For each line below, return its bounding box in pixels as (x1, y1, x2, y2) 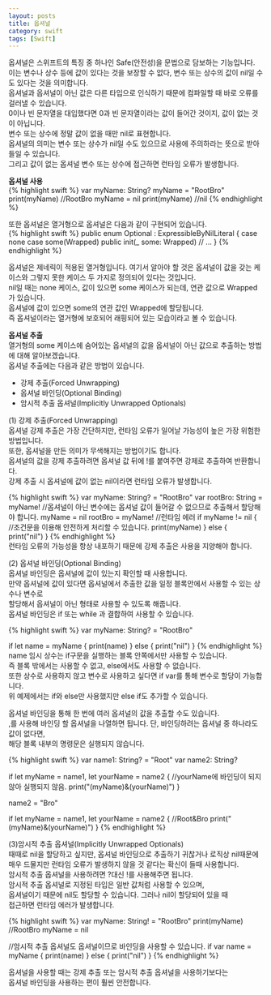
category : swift (8, 27, 63, 35)
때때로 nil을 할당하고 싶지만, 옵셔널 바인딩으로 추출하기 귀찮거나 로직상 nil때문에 (8, 849, 259, 860)
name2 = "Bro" (8, 798, 58, 808)
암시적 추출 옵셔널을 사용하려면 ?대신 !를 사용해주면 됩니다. (8, 869, 193, 880)
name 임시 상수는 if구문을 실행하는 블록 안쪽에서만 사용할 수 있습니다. (8, 650, 228, 661)
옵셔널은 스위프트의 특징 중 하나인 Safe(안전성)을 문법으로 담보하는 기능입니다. (8, 58, 256, 67)
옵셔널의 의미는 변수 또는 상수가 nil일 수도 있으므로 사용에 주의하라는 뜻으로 (8, 139, 245, 148)
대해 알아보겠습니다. (16, 350, 80, 361)
